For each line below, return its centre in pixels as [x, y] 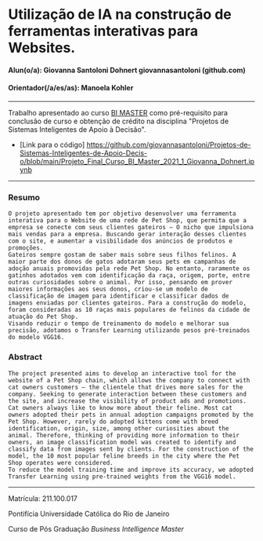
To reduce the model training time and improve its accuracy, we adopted [131, 470]
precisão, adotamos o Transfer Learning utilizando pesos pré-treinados [129, 331]
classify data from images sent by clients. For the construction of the [131, 449]
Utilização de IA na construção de [120, 15]
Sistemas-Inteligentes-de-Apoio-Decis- [83, 153]
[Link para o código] [52, 144]
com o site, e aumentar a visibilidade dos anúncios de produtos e [121, 241]
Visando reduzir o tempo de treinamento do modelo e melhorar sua [119, 324]
